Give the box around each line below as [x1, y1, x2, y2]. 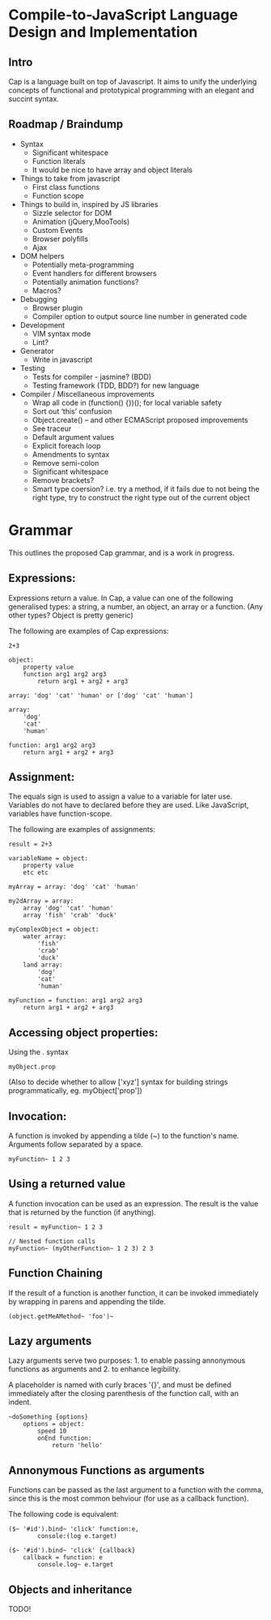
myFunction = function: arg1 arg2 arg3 [8, 997, 143, 1005]
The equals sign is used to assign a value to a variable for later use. [8, 791, 233, 801]
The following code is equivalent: [8, 1510, 119, 1519]
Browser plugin [32, 303, 83, 312]
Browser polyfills [32, 234, 89, 243]
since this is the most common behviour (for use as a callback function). [8, 1493, 249, 1503]
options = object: [23, 1420, 85, 1428]
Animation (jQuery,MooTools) [32, 217, 130, 226]
